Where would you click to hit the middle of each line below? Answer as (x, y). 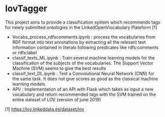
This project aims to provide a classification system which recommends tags (83, 22)
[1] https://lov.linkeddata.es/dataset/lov (45, 109)
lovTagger (26, 9)
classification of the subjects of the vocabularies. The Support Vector (83, 63)
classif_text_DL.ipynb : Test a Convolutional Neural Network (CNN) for (83, 73)
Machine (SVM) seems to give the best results (59, 68)
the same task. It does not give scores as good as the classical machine (85, 79)
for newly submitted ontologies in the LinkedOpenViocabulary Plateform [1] (81, 27)
